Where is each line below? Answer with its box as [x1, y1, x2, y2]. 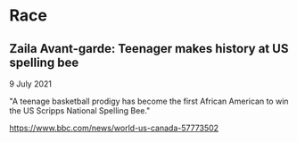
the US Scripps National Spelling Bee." [9, 105, 151, 116]
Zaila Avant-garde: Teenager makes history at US [9, 41, 289, 56]
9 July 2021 [9, 79, 52, 89]
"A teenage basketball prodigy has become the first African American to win [9, 96, 289, 106]
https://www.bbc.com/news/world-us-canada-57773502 [9, 122, 219, 133]
